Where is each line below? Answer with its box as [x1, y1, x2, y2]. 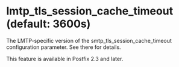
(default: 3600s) [6, 17, 91, 31]
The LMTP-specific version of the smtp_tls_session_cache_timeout [6, 37, 172, 44]
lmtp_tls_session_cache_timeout [6, 4, 174, 18]
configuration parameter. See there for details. [6, 43, 122, 51]
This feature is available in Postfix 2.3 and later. [6, 55, 124, 62]
